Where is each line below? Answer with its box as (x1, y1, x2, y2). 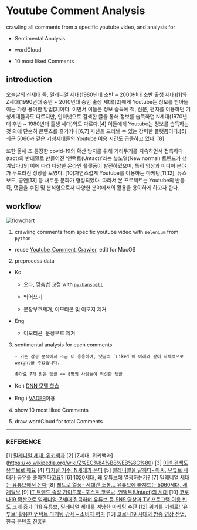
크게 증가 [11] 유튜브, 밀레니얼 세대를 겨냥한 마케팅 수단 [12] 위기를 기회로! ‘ (12, 503, 184, 510)
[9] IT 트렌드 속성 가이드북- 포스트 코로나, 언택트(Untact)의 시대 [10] (21, 488, 179, 495)
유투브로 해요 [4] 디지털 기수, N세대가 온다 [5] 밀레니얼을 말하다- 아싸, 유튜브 (6, 466, 182, 473)
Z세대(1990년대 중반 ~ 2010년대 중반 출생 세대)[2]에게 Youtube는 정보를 (6, 98, 173, 105)
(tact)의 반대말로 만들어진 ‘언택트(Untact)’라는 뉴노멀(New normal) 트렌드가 (6, 154, 181, 162)
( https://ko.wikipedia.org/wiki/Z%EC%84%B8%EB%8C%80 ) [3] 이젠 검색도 (6, 459, 189, 466)
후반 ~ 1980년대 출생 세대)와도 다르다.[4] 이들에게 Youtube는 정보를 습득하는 (12, 120, 189, 127)
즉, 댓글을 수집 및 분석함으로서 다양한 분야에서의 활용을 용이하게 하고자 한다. (6, 184, 180, 191)
